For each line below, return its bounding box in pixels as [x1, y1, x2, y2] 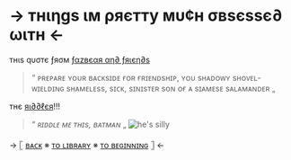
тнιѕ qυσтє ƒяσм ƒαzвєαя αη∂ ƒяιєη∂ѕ [9, 54, 151, 65]
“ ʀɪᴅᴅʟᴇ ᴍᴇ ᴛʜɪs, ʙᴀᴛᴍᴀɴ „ [31, 119, 128, 129]
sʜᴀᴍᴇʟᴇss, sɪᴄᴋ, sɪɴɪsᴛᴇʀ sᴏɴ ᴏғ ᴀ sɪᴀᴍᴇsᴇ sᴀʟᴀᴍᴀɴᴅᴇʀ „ [66, 83, 276, 93]
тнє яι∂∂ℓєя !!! [9, 101, 61, 111]
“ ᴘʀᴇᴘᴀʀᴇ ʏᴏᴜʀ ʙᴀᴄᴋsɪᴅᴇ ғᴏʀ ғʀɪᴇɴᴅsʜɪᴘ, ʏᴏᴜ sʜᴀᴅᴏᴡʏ [31, 72, 231, 83]
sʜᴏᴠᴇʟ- [232, 72, 262, 83]
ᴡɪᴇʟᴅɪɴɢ [31, 83, 65, 93]
